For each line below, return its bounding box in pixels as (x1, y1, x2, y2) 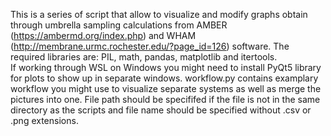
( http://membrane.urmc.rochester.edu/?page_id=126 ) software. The (10, 40, 290, 52)
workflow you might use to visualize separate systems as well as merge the (10, 83, 322, 94)
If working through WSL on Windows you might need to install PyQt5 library (10, 62, 322, 73)
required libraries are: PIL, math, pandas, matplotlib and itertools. (10, 51, 278, 63)
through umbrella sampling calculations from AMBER (10, 19, 228, 31)
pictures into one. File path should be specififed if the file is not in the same (10, 94, 321, 105)
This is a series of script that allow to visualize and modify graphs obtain (10, 9, 308, 20)
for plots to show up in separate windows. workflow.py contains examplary (10, 72, 319, 84)
